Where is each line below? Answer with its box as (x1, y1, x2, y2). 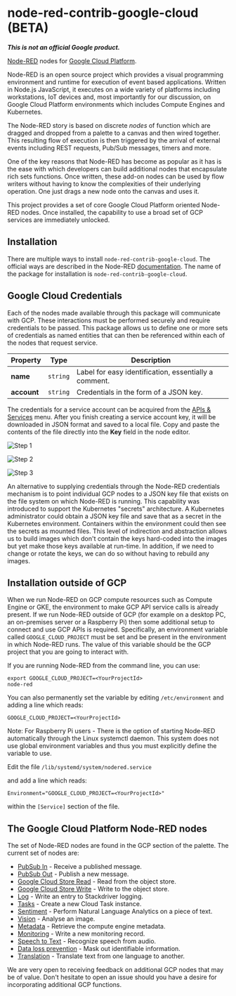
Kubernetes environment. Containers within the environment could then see (7, 519, 227, 528)
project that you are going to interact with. (7, 648, 129, 656)
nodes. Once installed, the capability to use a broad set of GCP (20, 208, 204, 216)
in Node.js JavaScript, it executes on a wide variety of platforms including (7, 85, 221, 93)
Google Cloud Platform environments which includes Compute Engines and (7, 100, 225, 108)
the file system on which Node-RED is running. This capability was (7, 497, 200, 505)
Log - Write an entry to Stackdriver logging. (17, 892, 144, 900)
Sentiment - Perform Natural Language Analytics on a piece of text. (17, 907, 213, 916)
